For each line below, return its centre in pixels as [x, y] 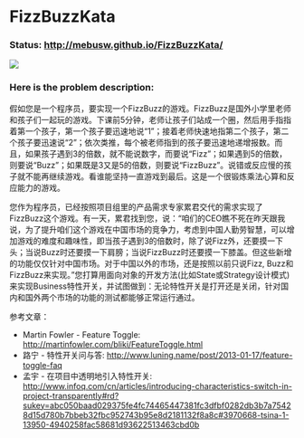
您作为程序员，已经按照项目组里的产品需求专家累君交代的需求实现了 [136, 206]
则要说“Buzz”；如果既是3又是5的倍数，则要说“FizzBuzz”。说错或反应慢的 [147, 165]
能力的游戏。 [41, 187]
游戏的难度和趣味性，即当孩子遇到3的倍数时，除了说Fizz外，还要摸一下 [150, 241]
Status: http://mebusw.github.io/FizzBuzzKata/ [116, 45]
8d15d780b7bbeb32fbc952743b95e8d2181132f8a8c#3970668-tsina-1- [156, 414]
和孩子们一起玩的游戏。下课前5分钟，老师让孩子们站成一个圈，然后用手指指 [151, 119]
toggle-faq [43, 365]
